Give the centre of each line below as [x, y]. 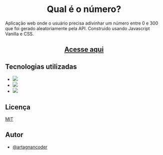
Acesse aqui [84, 49]
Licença [18, 107]
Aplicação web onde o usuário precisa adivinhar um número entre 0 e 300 [82, 23]
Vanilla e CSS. [19, 34]
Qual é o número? [84, 9]
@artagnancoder [30, 147]
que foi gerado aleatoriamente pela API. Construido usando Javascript [77, 28]
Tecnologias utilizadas [41, 66]
